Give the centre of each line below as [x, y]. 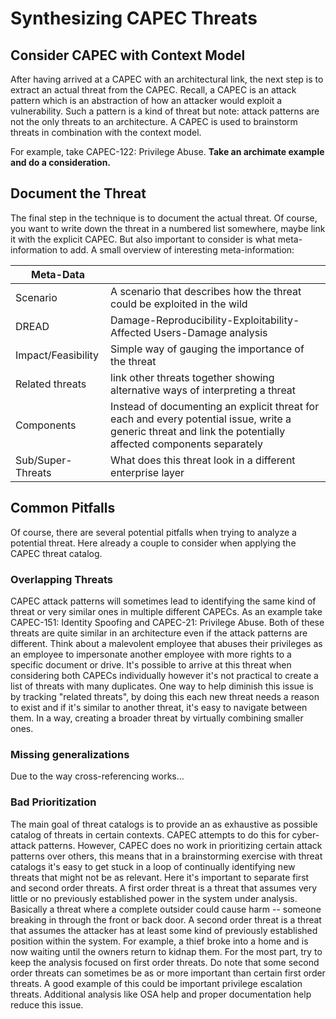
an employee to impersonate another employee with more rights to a [151, 654]
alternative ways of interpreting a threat [203, 390]
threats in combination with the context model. [106, 132]
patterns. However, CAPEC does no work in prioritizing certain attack [180, 845]
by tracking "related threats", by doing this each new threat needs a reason [165, 696]
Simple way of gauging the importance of [207, 349]
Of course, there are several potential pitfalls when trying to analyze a [153, 532]
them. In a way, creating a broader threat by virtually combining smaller [157, 718]
